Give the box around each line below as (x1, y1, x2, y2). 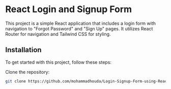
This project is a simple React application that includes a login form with (5, 20, 156, 26)
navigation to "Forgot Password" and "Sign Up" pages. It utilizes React (5, 25, 153, 31)
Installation (5, 46, 42, 54)
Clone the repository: (5, 69, 50, 75)
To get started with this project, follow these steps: (5, 59, 112, 65)
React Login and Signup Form (5, 4, 132, 15)
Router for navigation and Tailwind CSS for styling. (5, 31, 111, 37)
